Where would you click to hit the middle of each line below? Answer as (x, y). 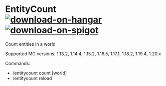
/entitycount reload (32, 78)
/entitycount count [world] (39, 73)
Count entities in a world (31, 44)
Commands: (18, 63)
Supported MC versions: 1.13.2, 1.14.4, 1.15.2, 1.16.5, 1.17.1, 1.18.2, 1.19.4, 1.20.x (83, 54)
